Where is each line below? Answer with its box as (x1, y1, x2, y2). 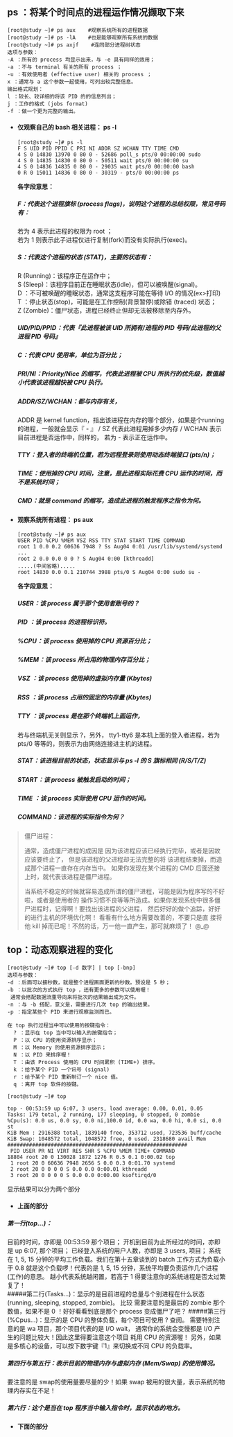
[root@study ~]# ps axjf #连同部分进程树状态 (7, 41, 141, 49)
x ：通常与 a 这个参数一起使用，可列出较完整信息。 (7, 78, 137, 85)
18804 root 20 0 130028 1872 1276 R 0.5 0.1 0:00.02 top (7, 1153, 175, 1160)
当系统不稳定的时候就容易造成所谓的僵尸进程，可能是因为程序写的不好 (24, 887, 225, 896)
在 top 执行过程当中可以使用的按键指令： (7, 1022, 111, 1029)
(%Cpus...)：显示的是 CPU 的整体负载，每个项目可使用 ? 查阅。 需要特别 (7, 1316, 214, 1324)
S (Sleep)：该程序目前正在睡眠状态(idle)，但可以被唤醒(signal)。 (17, 280, 202, 288)
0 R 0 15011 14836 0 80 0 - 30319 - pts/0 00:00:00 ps (17, 169, 180, 177)
